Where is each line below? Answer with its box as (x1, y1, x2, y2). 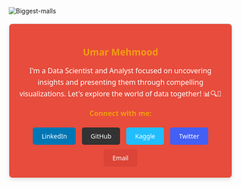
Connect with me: (89, 108, 152, 119)
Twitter (178, 131, 200, 141)
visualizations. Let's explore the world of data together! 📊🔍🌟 (19, 88, 222, 99)
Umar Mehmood (82, 45, 159, 59)
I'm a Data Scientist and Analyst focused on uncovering (29, 65, 212, 76)
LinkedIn (41, 131, 67, 141)
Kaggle (135, 131, 156, 141)
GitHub (90, 131, 112, 141)
